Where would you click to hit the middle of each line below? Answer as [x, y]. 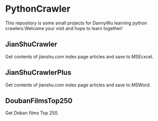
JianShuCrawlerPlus [38, 72]
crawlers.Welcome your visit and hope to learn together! [64, 28]
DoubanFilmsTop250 [39, 100]
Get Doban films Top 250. [32, 113]
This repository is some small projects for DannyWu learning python [76, 23]
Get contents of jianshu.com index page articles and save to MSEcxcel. [79, 56]
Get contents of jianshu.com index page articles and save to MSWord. [78, 85]
